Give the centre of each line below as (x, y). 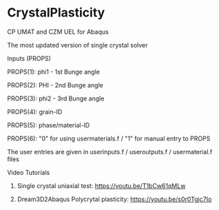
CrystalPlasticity (56, 13)
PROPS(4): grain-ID (35, 112)
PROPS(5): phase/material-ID (49, 125)
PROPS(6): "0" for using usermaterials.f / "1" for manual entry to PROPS (109, 138)
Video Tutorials (29, 172)
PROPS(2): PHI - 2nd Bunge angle (55, 85)
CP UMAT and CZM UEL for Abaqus (58, 32)
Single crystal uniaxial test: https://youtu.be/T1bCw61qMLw (101, 186)
